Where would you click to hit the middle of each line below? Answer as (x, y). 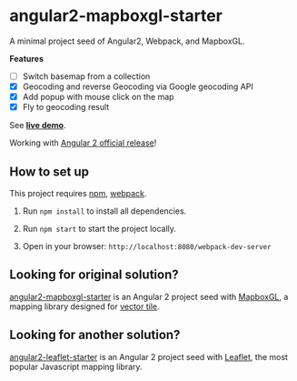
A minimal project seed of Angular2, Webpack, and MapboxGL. (127, 41)
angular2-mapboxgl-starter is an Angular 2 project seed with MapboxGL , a (149, 296)
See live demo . (38, 125)
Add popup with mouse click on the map (98, 97)
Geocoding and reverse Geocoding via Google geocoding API (138, 86)
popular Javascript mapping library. (76, 366)
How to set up (49, 171)
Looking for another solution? (95, 335)
